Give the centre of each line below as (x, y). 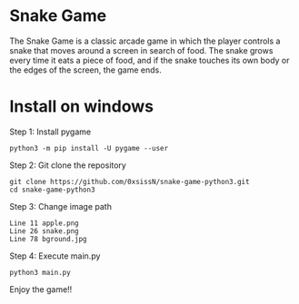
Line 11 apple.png (44, 223)
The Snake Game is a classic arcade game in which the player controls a (145, 41)
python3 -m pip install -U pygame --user (89, 148)
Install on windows (82, 107)
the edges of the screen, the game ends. (85, 70)
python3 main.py (40, 272)
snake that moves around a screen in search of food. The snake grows (141, 50)
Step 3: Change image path (60, 206)
